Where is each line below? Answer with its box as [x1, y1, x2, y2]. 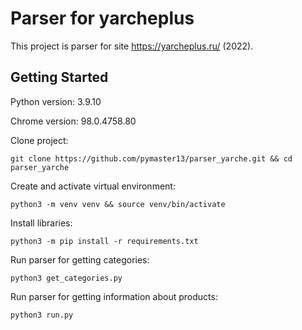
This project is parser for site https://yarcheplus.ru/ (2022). [10, 40, 254, 52]
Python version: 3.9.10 [10, 95, 102, 107]
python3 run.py [10, 310, 74, 320]
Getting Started [10, 69, 109, 86]
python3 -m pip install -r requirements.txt [10, 236, 199, 246]
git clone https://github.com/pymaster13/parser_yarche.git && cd [10, 153, 293, 164]
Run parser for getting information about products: [10, 290, 218, 302]
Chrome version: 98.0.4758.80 [10, 115, 137, 127]
